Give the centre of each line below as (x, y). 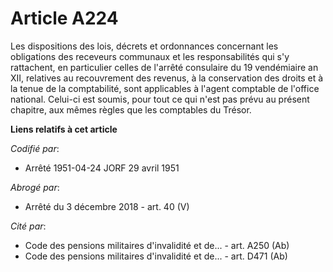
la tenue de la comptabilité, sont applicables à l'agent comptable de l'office (165, 88)
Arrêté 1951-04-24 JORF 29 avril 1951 (102, 168)
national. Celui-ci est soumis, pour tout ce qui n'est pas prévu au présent (160, 99)
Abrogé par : (35, 187)
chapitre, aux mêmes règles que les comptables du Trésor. (131, 109)
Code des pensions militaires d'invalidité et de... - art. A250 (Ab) (157, 245)
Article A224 (64, 18)
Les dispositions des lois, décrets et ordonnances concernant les (144, 46)
